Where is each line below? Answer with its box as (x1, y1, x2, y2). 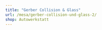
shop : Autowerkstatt (5, 17, 49, 22)
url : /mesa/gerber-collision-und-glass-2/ (5, 12, 97, 17)
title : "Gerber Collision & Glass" (5, 7, 81, 13)
